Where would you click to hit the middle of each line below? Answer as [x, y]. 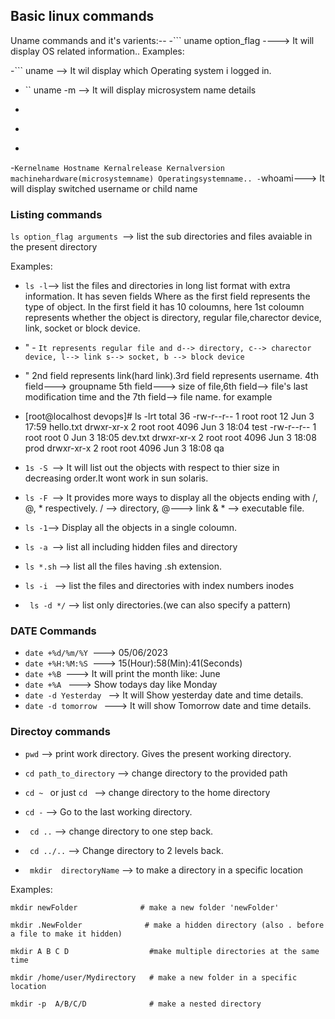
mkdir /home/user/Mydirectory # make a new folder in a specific [154, 977]
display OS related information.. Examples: [97, 51]
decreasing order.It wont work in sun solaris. [116, 478]
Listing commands [56, 214]
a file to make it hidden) [66, 934]
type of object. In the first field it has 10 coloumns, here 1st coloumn [164, 307]
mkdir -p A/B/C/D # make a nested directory [136, 1004]
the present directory [54, 247]
